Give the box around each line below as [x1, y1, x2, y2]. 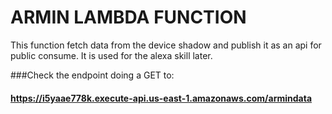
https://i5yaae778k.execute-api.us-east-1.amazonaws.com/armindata [10, 92, 313, 104]
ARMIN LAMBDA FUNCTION [10, 6, 247, 29]
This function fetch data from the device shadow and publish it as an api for [10, 39, 322, 51]
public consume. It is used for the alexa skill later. [10, 49, 213, 61]
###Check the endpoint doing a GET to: [10, 69, 175, 81]
